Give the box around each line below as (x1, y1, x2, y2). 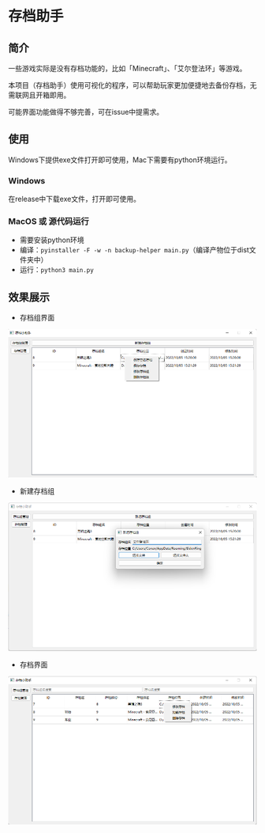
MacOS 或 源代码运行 (8, 216, 89, 227)
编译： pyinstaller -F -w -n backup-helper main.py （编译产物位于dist (19, 245, 250, 255)
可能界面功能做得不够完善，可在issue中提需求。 (8, 108, 164, 116)
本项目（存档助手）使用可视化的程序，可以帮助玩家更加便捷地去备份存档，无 (8, 81, 257, 89)
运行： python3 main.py (19, 265, 95, 275)
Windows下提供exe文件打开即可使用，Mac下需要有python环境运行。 (8, 155, 232, 165)
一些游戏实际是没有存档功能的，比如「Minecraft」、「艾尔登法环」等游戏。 (8, 64, 247, 73)
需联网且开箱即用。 (8, 90, 71, 100)
